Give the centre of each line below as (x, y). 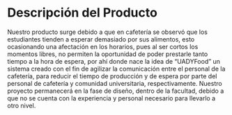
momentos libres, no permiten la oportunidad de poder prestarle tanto (108, 54)
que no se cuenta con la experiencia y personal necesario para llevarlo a (111, 98)
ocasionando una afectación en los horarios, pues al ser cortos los (103, 46)
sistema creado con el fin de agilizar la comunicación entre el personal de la (116, 69)
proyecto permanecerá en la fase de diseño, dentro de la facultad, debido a (116, 91)
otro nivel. (22, 105)
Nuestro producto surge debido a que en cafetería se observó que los (107, 32)
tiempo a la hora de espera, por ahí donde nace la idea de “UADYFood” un (114, 61)
